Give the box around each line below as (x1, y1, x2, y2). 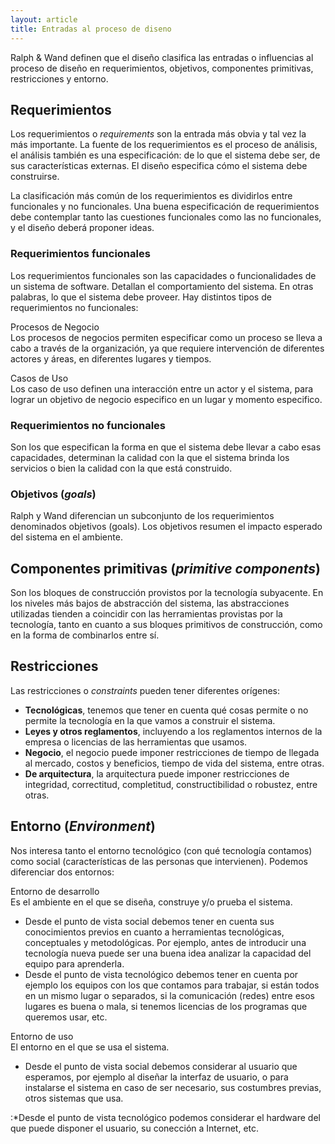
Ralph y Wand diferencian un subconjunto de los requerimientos (10, 510, 275, 522)
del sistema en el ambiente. (10, 531, 123, 543)
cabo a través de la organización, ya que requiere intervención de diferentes (10, 342, 325, 354)
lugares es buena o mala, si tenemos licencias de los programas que (24, 1000, 308, 1012)
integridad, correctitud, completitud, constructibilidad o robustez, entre (24, 778, 318, 790)
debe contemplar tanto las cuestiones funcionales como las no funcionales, (10, 211, 322, 223)
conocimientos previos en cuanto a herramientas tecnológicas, (24, 926, 285, 938)
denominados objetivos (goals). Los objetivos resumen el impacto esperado (10, 521, 323, 533)
